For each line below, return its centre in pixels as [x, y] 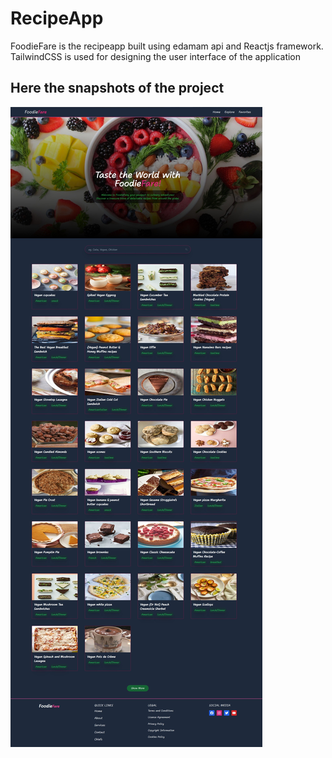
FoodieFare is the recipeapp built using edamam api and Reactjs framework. [167, 46]
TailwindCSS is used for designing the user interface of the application [156, 56]
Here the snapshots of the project [117, 88]
